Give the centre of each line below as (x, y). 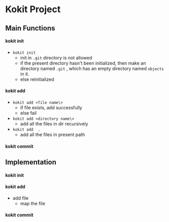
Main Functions (30, 28)
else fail (28, 113)
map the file (33, 203)
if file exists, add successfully (51, 107)
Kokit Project (33, 9)
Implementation (31, 162)
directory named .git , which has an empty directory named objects (92, 68)
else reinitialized (37, 79)
